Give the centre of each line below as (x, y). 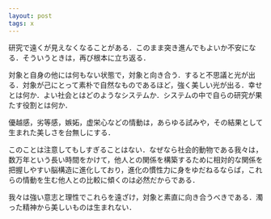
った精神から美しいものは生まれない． (72, 207)
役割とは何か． (47, 105)
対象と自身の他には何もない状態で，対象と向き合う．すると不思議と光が (129, 74)
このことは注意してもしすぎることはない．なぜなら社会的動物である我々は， (135, 150)
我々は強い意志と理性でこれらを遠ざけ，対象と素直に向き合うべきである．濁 (136, 197)
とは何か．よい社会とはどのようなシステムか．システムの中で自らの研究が (132, 95)
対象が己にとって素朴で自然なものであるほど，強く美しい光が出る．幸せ (142, 85)
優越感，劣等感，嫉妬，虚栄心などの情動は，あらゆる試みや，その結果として (136, 122)
